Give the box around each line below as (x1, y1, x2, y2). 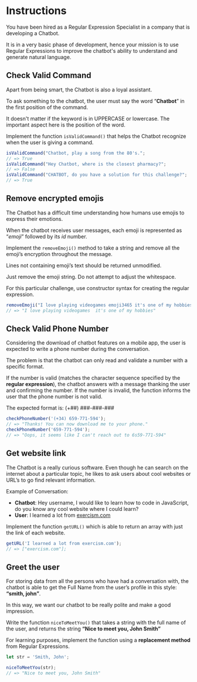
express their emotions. (6, 215, 63, 222)
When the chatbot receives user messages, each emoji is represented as (6, 227, 182, 234)
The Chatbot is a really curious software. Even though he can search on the (6, 464, 189, 471)
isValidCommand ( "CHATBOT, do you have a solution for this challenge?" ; (6, 172, 188, 178)
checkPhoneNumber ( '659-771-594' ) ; (6, 427, 91, 433)
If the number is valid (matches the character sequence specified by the (6, 374, 181, 381)
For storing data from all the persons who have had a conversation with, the (6, 578, 189, 585)
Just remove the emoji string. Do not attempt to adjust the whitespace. (6, 273, 176, 280)
